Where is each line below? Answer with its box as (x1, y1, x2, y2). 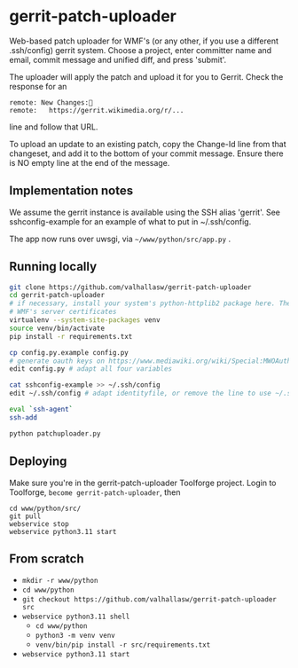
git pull (9, 512, 42, 521)
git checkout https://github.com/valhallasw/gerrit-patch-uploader (21, 595, 277, 604)
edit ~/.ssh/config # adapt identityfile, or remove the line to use (9, 389, 272, 398)
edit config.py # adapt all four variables (9, 365, 173, 373)
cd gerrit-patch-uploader (9, 291, 105, 300)
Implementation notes (9, 184, 134, 199)
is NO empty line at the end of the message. (9, 157, 170, 168)
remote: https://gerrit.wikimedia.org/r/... (9, 106, 184, 114)
